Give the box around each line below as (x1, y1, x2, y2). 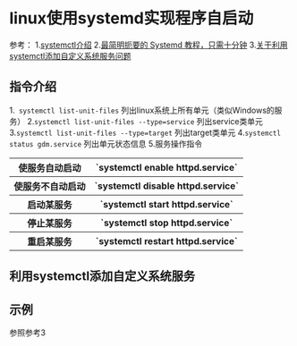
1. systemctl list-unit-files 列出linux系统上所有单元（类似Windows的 (9, 105, 275, 115)
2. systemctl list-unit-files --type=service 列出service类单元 (26, 115, 264, 126)
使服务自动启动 (18, 162, 82, 174)
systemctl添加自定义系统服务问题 (9, 50, 132, 61)
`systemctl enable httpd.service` (95, 161, 239, 173)
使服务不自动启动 (13, 180, 87, 192)
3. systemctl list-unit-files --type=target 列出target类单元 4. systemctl (9, 127, 282, 138)
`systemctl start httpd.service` (99, 198, 234, 210)
